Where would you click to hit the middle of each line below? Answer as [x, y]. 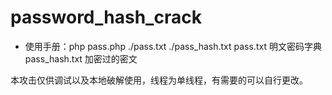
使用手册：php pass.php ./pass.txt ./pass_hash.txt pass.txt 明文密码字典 [173, 46]
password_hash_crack [106, 17]
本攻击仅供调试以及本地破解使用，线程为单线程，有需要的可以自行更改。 [159, 80]
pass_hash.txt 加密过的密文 [81, 58]
